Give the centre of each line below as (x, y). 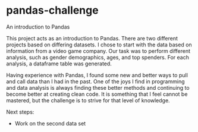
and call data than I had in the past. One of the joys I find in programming (95, 81)
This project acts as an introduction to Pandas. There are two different (92, 38)
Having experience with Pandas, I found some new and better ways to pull (97, 75)
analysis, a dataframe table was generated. (59, 64)
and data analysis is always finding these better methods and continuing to (98, 87)
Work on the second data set (50, 123)
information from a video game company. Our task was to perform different (98, 51)
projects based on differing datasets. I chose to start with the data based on (99, 45)
